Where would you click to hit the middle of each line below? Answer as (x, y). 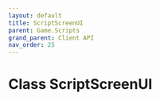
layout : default (35, 15)
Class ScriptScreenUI (80, 85)
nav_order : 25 (32, 45)
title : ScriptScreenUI (46, 23)
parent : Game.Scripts (44, 30)
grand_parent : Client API (51, 38)
